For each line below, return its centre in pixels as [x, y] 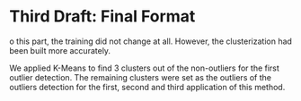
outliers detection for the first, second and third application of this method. [147, 87]
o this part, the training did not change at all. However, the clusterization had [150, 41]
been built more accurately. [60, 50]
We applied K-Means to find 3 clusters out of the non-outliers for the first [145, 68]
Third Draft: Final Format [102, 17]
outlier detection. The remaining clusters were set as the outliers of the [141, 77]
